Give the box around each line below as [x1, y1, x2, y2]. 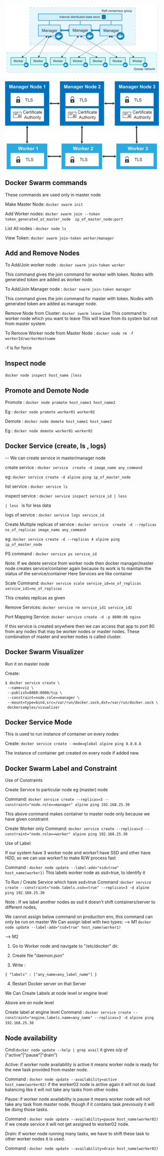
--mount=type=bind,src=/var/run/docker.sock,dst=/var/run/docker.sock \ [7, 700, 159, 705]
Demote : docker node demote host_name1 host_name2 [5, 418, 112, 424]
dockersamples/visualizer [7, 705, 60, 710]
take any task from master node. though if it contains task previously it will [5, 1101, 155, 1108]
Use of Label [5, 840, 31, 846]
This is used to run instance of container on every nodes [5, 731, 119, 737]
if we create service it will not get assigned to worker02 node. [5, 1121, 129, 1127]
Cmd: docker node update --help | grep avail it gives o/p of [5, 1047, 128, 1053]
